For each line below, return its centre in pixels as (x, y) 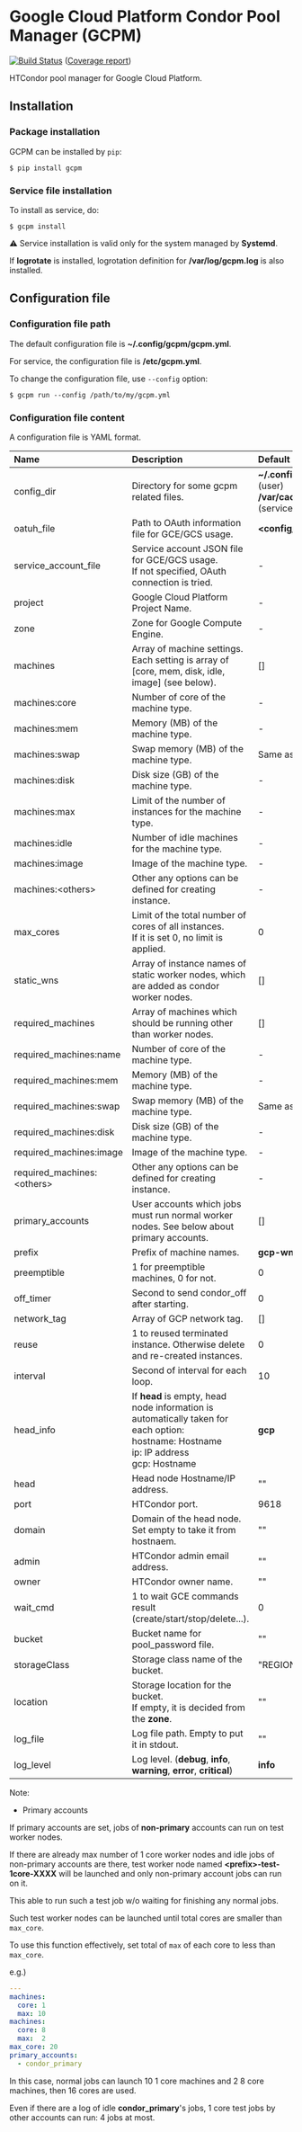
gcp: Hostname (164, 1463)
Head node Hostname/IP (184, 1478)
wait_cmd (34, 1607)
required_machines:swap (67, 1106)
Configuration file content (67, 417)
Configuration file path (60, 324)
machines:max (44, 811)
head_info (35, 1430)
